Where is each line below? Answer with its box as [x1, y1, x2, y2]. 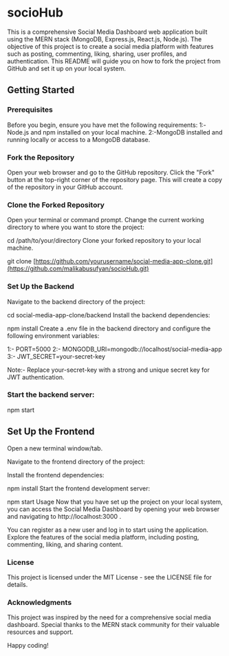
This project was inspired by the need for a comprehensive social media [7, 613, 212, 622]
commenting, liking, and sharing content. [7, 540, 123, 548]
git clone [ [7, 257, 36, 266]
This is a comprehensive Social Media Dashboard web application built [7, 28, 208, 36]
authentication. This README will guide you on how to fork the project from [7, 57, 221, 65]
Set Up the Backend [7, 281, 74, 291]
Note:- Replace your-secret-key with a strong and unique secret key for [7, 366, 210, 374]
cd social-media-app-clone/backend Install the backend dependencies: [7, 310, 210, 319]
